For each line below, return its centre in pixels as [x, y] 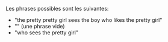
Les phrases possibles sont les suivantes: [57, 9]
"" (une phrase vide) [39, 26]
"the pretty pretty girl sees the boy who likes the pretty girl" [88, 20]
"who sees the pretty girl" [46, 33]
